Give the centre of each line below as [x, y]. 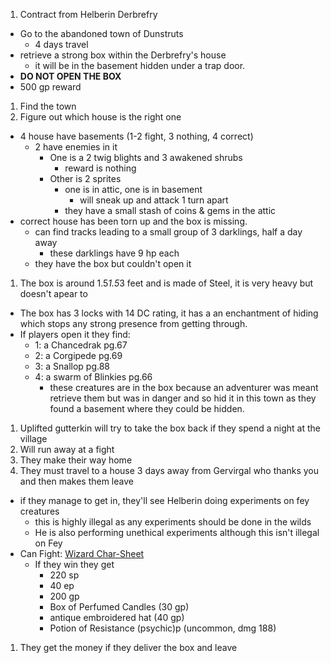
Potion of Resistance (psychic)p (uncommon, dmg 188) [163, 628]
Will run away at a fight [67, 449]
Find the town [48, 106]
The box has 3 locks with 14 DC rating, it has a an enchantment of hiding [169, 313]
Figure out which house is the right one [100, 117]
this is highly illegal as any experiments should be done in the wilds [173, 522]
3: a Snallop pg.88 [72, 366]
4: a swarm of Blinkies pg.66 [93, 377]
